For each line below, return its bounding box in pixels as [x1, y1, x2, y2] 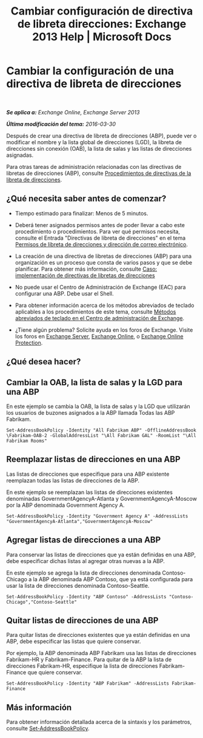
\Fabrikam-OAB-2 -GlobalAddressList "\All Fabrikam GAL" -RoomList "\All [6, 432, 197, 438]
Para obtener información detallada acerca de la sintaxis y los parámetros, [6, 719, 192, 726]
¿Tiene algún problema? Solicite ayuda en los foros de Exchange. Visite [15, 326, 193, 334]
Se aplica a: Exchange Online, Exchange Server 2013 [6, 108, 140, 116]
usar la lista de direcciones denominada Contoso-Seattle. [6, 582, 150, 589]
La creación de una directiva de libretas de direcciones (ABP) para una [15, 252, 192, 260]
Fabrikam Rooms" [6, 438, 47, 444]
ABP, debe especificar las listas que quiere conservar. [6, 638, 141, 645]
